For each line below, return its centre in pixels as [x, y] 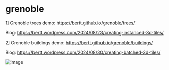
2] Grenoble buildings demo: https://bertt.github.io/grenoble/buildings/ [79, 42]
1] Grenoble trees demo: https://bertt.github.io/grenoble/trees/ [70, 23]
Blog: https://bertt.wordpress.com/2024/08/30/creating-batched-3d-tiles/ [83, 52]
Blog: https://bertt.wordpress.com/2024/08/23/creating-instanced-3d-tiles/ [84, 32]
